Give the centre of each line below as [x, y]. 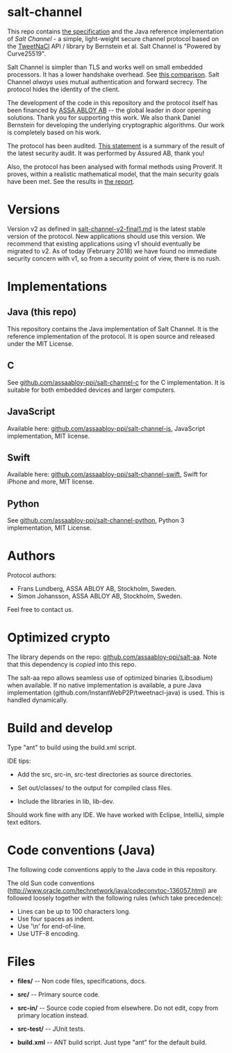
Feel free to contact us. [41, 610]
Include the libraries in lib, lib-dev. [66, 801]
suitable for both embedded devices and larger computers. [91, 390]
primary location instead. [53, 1015]
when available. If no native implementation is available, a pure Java [104, 685]
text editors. [24, 822]
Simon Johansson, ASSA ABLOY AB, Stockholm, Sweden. [100, 596]
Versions [34, 210]
